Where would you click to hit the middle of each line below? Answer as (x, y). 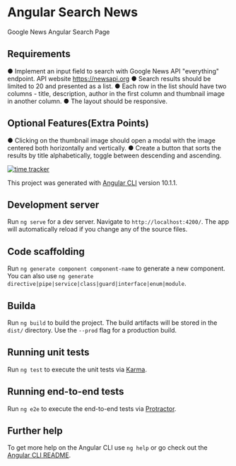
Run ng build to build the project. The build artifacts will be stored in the (112, 323)
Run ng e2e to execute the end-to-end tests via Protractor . (92, 408)
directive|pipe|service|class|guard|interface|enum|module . (97, 284)
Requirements (39, 54)
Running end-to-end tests (66, 392)
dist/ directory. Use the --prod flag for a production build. (92, 330)
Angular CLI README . (39, 455)
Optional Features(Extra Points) (78, 123)
